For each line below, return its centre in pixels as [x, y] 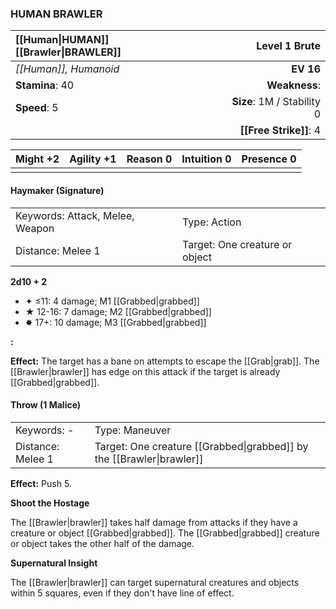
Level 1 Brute [288, 46]
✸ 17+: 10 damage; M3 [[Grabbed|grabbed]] [115, 322]
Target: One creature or [237, 244]
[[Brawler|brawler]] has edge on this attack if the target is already [145, 371]
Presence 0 [269, 159]
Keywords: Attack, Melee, [75, 215]
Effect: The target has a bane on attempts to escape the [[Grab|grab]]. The [165, 361]
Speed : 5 [37, 108]
